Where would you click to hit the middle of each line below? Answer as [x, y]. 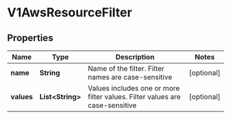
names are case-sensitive [130, 77]
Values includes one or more [134, 88]
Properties [30, 38]
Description [135, 57]
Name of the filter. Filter [126, 68]
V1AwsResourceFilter [70, 13]
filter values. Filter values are [134, 97]
